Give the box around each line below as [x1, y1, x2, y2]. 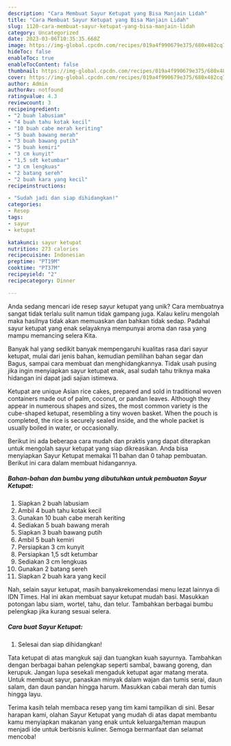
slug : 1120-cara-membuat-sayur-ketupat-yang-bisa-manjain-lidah [8, 23, 195, 30]
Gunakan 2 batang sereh [17, 564, 88, 573]
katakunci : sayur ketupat [8, 239, 82, 246]
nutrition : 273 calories [8, 245, 79, 253]
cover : [8, 73, 27, 81]
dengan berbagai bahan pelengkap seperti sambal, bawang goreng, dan [8, 660, 212, 669]
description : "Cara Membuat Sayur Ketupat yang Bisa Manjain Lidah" [8, 10, 208, 17]
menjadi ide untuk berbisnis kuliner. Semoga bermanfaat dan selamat [8, 725, 204, 733]
